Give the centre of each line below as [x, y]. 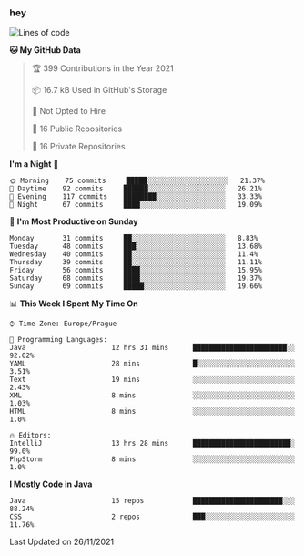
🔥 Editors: [30, 436]
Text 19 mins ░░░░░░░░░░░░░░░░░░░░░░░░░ [152, 380]
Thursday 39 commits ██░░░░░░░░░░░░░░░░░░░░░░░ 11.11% [136, 263]
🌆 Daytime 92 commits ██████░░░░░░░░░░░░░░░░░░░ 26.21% [136, 189]
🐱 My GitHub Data [46, 50]
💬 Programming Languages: [58, 340]
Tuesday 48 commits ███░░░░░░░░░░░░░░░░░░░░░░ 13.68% [136, 247]
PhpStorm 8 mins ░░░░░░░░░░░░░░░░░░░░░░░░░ [152, 459]
